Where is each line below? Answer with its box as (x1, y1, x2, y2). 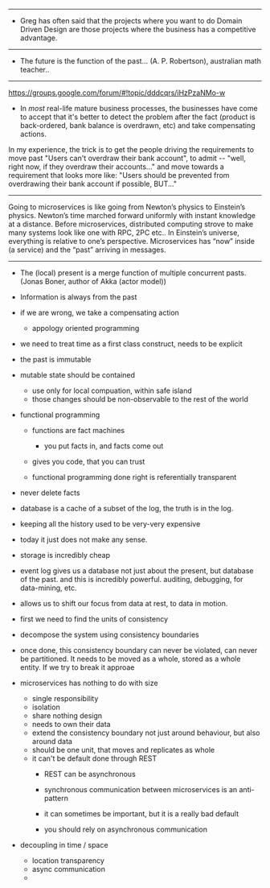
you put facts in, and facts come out (43, 441, 164, 451)
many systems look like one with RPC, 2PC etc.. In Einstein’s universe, (8, 228, 239, 237)
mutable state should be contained (19, 370, 135, 379)
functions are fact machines (31, 426, 125, 435)
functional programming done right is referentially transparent (31, 473, 237, 481)
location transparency (31, 856, 104, 865)
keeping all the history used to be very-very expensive (19, 519, 201, 528)
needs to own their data (31, 720, 111, 729)
